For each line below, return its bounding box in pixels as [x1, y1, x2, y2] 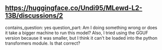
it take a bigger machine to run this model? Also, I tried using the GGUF [5, 29, 148, 36]
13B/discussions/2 [5, 12, 64, 20]
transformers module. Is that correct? [5, 40, 81, 46]
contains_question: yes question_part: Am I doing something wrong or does [5, 25, 158, 30]
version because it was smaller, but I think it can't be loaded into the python [5, 35, 158, 41]
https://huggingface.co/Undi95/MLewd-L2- [5, 4, 143, 12]
